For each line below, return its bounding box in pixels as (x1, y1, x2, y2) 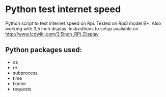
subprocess (12, 70, 38, 76)
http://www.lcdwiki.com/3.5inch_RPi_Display (5, 31, 99, 37)
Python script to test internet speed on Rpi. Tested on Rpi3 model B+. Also (5, 20, 161, 26)
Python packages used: (5, 45, 82, 54)
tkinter (12, 80, 26, 86)
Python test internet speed (5, 4, 121, 15)
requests (12, 86, 32, 92)
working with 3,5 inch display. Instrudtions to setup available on (5, 25, 139, 31)
